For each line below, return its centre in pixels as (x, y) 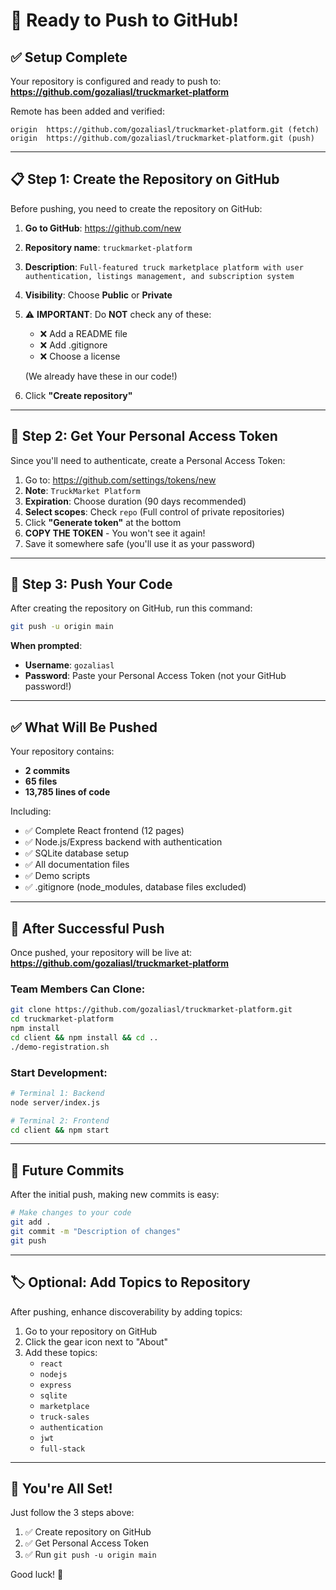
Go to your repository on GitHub (91, 1331)
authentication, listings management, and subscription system (159, 276)
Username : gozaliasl (69, 665)
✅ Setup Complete (69, 57)
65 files (41, 781)
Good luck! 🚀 (37, 1575)
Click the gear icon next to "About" (96, 1341)
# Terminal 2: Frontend (60, 1120)
